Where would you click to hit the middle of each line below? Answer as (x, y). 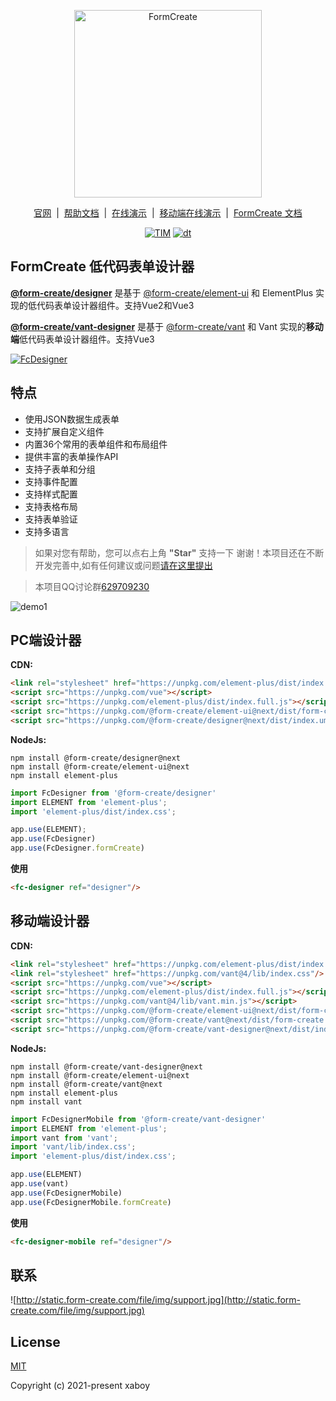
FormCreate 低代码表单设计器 (102, 266)
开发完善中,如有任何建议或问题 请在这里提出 (123, 565)
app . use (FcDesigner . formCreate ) (77, 848)
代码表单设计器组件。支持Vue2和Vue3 (115, 305)
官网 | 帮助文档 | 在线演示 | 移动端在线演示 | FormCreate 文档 (168, 213)
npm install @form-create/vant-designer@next (106, 1066)
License (35, 1341)
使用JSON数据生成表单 (72, 419)
